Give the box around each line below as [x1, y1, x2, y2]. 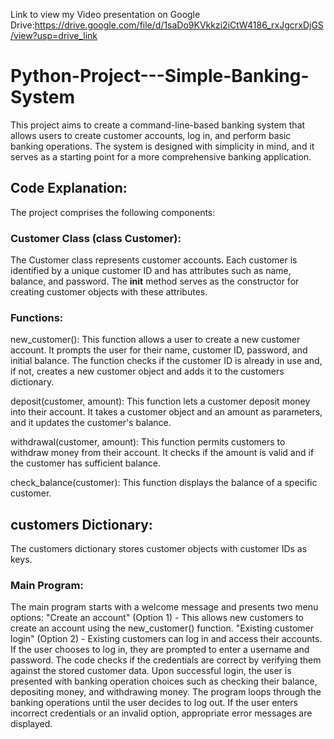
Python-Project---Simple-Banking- [10, 65, 310, 88]
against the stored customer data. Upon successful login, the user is [10, 665, 292, 677]
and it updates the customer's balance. [10, 417, 172, 429]
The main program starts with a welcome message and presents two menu [10, 601, 319, 613]
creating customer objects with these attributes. [10, 286, 208, 298]
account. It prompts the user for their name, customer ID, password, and [10, 344, 308, 356]
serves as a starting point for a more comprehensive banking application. [10, 150, 312, 163]
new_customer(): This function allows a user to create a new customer [10, 334, 301, 346]
